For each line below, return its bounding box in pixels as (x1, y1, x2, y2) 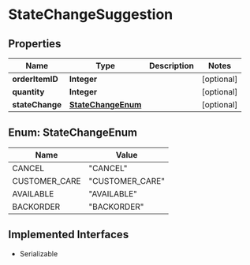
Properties (8, 37, 62, 50)
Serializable (19, 248, 58, 258)
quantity (12, 87, 45, 97)
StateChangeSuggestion (8, 6, 174, 24)
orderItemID (12, 73, 58, 84)
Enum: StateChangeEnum (8, 126, 138, 140)
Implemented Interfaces (8, 228, 129, 241)
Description (148, 61, 195, 71)
